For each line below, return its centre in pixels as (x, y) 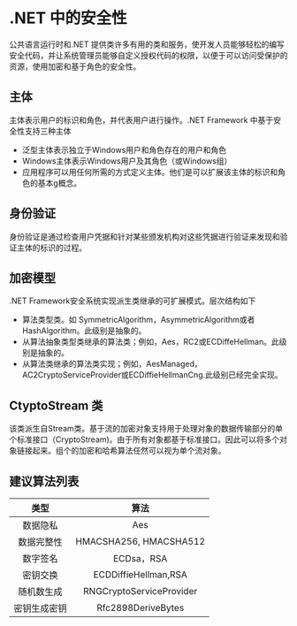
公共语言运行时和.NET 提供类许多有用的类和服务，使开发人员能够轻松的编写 (147, 44)
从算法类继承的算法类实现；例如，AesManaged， (112, 364)
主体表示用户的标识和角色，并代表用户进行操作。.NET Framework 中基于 (141, 119)
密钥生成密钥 (41, 608)
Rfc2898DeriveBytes (141, 608)
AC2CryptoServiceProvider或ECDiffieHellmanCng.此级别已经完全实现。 (152, 375)
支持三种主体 (48, 131)
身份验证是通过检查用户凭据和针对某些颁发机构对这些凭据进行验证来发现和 (145, 236)
